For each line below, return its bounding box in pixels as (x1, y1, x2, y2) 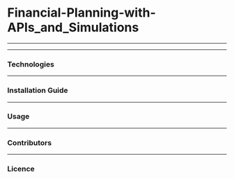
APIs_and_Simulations (7, 19, 139, 35)
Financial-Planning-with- (7, 5, 157, 21)
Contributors (7, 137, 52, 147)
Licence (7, 164, 35, 174)
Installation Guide (7, 85, 68, 95)
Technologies (7, 59, 54, 69)
